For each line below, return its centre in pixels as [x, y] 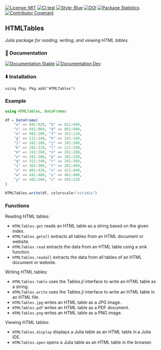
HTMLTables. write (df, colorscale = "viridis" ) [51, 193]
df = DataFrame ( [22, 120]
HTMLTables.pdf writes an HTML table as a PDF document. [71, 307]
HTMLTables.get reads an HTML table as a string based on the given [80, 226]
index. [18, 231]
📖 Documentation [26, 53]
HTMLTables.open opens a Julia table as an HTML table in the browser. [82, 342]
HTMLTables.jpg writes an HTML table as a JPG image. [67, 302]
